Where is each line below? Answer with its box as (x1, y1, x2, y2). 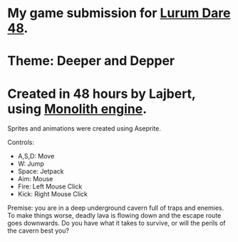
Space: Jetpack (17, 167, 64, 176)
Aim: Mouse (17, 175, 53, 183)
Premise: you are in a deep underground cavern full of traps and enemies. (7, 203, 224, 212)
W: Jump (17, 159, 44, 168)
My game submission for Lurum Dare (7, 5, 231, 21)
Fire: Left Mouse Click (17, 182, 83, 191)
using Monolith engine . (7, 101, 148, 117)
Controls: (7, 138, 34, 147)
